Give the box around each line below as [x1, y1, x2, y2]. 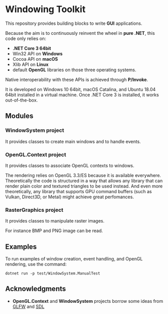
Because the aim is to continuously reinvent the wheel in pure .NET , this [5, 30, 155, 36]
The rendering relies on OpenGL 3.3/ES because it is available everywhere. [5, 172, 161, 178]
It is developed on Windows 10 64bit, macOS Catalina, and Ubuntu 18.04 [5, 86, 156, 92]
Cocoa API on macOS [12, 56, 58, 62]
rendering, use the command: [5, 261, 67, 267]
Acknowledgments [5, 285, 67, 293]
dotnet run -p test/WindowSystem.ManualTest [5, 271, 100, 276]
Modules [5, 112, 34, 120]
